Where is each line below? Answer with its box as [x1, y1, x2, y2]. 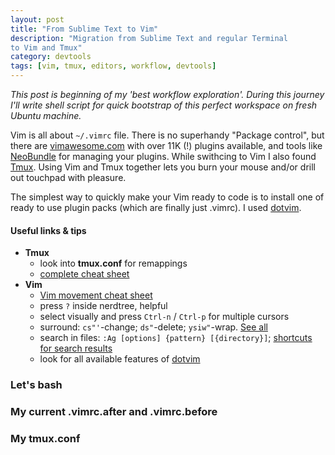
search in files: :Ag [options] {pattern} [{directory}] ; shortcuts [39, 332, 313, 344]
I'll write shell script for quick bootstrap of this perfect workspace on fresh [10, 99, 318, 111]
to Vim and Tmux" [10, 42, 83, 53]
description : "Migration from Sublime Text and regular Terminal [10, 33, 288, 43]
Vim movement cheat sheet [39, 289, 153, 301]
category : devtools [10, 52, 92, 62]
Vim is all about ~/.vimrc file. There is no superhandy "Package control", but [10, 129, 325, 141]
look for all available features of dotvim [39, 353, 201, 365]
